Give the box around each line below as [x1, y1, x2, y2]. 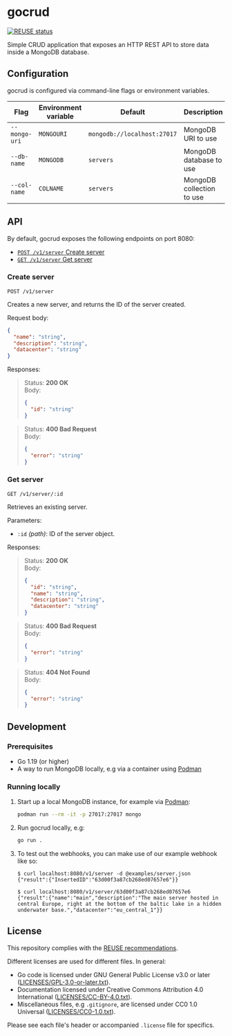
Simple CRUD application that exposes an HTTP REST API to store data [7, 40, 209, 48]
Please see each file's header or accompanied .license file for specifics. [7, 1021, 215, 1029]
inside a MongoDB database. [7, 48, 90, 56]
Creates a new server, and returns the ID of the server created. [7, 300, 186, 308]
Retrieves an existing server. [7, 503, 88, 511]
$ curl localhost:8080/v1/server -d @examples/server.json [17, 870, 191, 877]
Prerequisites [7, 742, 53, 751]
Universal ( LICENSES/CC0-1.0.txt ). [17, 1007, 116, 1015]
